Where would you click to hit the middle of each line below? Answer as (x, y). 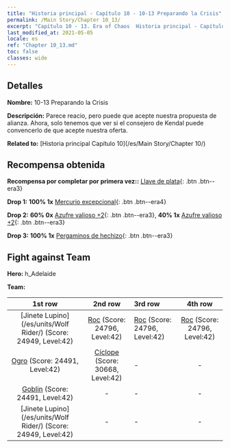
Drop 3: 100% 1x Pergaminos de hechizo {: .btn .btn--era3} (90, 236)
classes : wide (27, 58)
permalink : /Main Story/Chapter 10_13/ (64, 20)
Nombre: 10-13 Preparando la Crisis (57, 102)
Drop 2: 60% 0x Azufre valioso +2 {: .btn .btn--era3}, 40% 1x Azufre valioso (115, 215)
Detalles (25, 86)
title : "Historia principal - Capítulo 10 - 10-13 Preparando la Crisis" (115, 13)
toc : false (23, 52)
